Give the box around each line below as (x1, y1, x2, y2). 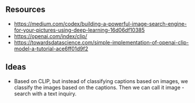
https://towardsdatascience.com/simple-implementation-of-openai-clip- (13, 39, 189, 46)
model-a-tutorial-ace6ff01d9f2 (13, 45, 88, 52)
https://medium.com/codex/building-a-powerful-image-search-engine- (13, 20, 187, 27)
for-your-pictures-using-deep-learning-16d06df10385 (13, 26, 145, 33)
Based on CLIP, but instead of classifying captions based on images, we (13, 77, 189, 84)
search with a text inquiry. (13, 90, 77, 97)
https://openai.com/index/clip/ (13, 32, 87, 40)
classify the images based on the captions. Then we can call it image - (13, 84, 184, 91)
